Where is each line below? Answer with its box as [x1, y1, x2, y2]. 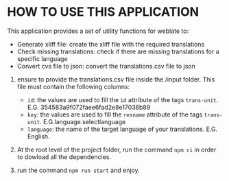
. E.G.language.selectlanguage [40, 117, 126, 125]
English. [27, 132, 50, 141]
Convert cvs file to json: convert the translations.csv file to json [16, 62, 195, 70]
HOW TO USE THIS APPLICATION [7, 4, 200, 20]
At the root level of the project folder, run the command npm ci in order [16, 145, 217, 154]
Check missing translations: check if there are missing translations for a [16, 47, 219, 56]
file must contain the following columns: [16, 82, 130, 90]
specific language [16, 54, 68, 62]
